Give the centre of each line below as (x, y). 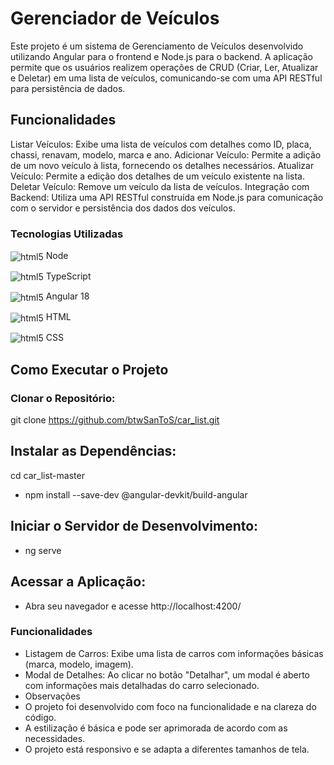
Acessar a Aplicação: (78, 582)
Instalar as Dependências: (93, 451)
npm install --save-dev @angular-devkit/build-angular (136, 494)
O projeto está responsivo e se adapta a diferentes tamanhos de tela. (167, 749)
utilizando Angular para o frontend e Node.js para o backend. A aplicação (161, 56)
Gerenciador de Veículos (115, 18)
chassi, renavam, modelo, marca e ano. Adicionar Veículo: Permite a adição (166, 154)
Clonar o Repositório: (63, 398)
